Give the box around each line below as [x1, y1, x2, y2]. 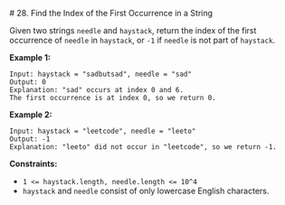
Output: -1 [9, 135, 51, 144]
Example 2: [9, 109, 52, 120]
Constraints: [9, 158, 58, 169]
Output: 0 [9, 78, 47, 87]
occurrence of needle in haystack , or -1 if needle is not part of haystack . [9, 35, 276, 45]
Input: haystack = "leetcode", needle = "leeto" [9, 126, 196, 135]
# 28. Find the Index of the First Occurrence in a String [9, 8, 214, 18]
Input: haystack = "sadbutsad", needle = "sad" [9, 70, 193, 79]
